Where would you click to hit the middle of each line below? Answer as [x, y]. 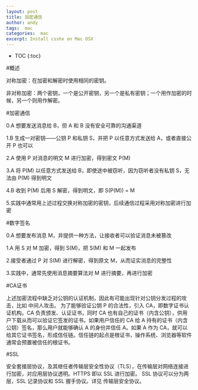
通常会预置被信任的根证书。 [40, 342]
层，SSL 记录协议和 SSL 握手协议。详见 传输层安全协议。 [75, 381]
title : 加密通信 [24, 17]
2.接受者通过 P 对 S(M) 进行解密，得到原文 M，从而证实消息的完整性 [89, 260]
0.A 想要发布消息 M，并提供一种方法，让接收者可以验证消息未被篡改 [89, 235]
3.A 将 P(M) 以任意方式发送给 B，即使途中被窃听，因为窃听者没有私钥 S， [95, 171]
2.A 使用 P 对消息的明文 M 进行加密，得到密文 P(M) [68, 158]
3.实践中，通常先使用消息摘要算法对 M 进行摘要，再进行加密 [79, 273]
